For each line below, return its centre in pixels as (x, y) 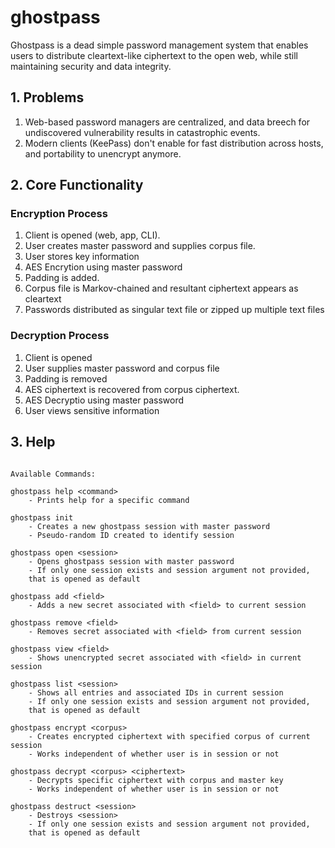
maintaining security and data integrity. (91, 66)
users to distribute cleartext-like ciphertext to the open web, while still (154, 55)
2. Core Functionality (77, 185)
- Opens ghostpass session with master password (131, 561)
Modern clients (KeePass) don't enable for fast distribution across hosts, (174, 143)
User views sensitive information (92, 410)
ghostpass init (42, 517)
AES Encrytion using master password (103, 267)
